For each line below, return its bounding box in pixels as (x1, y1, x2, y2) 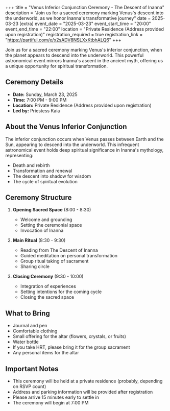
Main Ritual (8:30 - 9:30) (12, 237, 66, 244)
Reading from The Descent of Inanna (20, 247, 98, 253)
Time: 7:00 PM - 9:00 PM (12, 96, 67, 103)
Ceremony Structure (5, 194, 72, 202)
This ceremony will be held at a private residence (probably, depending (12, 378, 163, 384)
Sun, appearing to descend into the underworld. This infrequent (5, 141, 139, 148)
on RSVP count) (12, 383, 46, 390)
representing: (5, 152, 34, 158)
